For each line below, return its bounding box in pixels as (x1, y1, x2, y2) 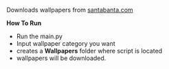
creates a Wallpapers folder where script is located (16, 47, 163, 55)
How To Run (6, 19, 42, 27)
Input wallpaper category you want (16, 40, 116, 47)
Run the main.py (16, 32, 63, 40)
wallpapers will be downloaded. (16, 54, 106, 62)
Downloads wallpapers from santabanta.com (6, 6, 133, 14)
